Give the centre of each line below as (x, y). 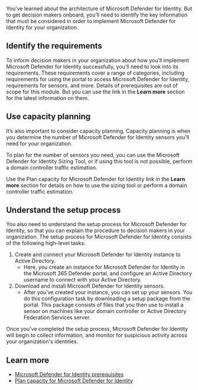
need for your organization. (39, 143)
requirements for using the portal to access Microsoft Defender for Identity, (98, 79)
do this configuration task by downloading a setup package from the (107, 299)
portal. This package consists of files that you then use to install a (103, 305)
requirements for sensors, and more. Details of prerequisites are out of (92, 85)
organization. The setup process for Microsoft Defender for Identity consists (99, 237)
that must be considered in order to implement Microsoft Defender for (91, 21)
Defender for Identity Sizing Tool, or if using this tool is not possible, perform (99, 161)
